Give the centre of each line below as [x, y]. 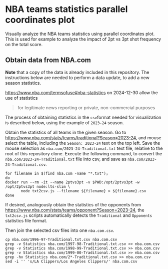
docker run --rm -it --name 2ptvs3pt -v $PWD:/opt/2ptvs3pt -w [72, 182]
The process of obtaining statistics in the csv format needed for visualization [83, 117]
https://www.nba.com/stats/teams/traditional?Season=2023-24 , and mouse [83, 138]
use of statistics [21, 98]
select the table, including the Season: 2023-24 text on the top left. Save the [83, 143]
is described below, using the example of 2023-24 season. [64, 122]
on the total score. [24, 44]
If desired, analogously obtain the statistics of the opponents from [73, 204]
